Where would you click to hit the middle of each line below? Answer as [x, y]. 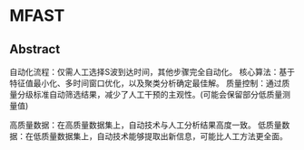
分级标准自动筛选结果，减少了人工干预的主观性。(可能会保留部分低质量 [150, 94]
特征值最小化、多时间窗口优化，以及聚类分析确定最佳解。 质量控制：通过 [146, 83]
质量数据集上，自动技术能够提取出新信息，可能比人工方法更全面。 [164, 136]
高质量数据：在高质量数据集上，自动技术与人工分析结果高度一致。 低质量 [146, 125]
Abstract [35, 49]
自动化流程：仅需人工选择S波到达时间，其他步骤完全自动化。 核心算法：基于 [152, 72]
